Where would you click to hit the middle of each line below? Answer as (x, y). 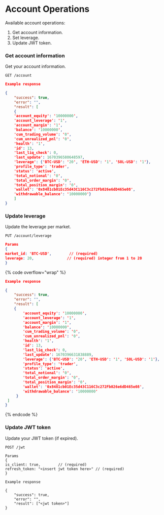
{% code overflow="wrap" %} (36, 272)
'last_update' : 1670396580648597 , (49, 157)
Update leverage (25, 216)
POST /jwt (15, 447)
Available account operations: (35, 23)
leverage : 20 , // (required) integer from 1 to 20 (74, 258)
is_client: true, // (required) (46, 465)
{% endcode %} (21, 415)
